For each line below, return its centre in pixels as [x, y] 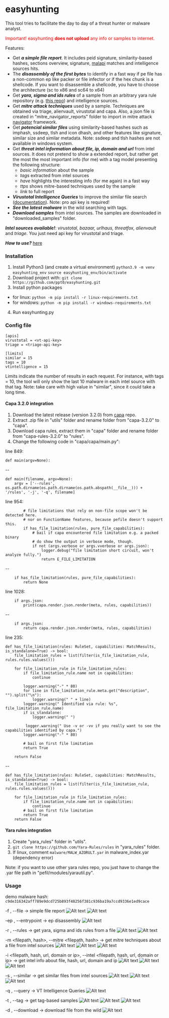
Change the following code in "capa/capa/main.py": [66, 441]
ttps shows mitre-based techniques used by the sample [78, 186]
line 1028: [15, 591]
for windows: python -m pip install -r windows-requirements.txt [82, 302]
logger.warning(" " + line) [62, 699]
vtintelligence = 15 [27, 367]
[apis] [12, 336]
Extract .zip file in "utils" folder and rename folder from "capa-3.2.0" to [86, 420]
